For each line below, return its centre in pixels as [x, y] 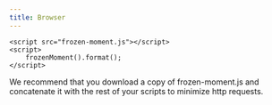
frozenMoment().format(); [74, 57]
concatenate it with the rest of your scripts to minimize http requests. [136, 91]
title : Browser [38, 17]
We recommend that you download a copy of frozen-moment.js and [134, 82]
